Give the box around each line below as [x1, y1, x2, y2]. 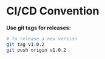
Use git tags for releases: [6, 24, 71, 31]
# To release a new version [6, 36, 78, 42]
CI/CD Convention [6, 4, 100, 18]
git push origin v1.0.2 [6, 47, 67, 53]
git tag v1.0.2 [6, 41, 45, 48]
